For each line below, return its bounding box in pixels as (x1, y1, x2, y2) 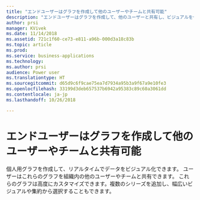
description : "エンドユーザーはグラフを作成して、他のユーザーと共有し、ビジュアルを (6, 14, 193, 20)
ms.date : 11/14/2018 (6, 31, 58, 37)
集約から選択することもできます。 (32, 188, 115, 195)
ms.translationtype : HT (6, 75, 65, 81)
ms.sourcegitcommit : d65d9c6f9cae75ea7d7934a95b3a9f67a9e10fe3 (6, 81, 167, 87)
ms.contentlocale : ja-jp (6, 91, 68, 97)
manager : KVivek (6, 25, 46, 31)
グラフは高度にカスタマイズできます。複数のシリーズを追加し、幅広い (16, 180, 188, 187)
